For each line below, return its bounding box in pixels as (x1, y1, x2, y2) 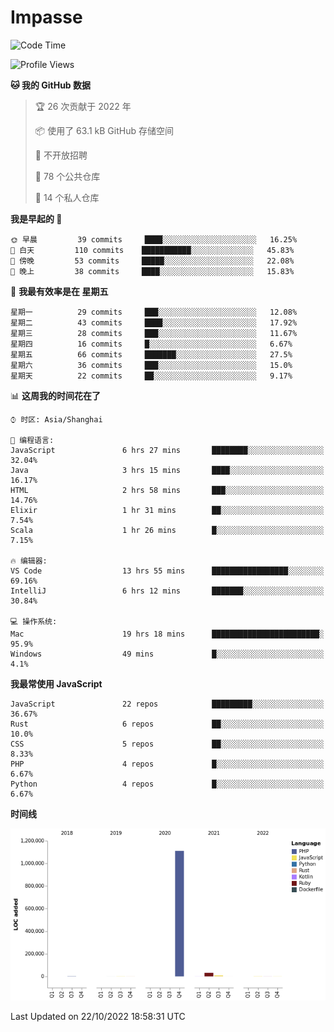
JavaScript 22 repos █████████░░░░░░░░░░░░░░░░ (10, 699, 325, 709)
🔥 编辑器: (10, 556, 48, 566)
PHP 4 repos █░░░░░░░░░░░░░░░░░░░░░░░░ (10, 759, 325, 769)
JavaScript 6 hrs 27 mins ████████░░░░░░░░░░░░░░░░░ (10, 445, 325, 455)
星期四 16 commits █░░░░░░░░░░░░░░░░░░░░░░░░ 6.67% (10, 339, 293, 349)
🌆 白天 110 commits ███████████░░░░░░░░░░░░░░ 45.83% (10, 245, 295, 255)
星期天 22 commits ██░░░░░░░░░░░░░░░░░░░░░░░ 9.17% (10, 371, 293, 381)
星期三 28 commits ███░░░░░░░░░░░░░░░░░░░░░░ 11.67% (10, 328, 298, 338)
